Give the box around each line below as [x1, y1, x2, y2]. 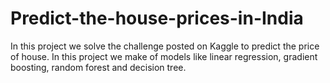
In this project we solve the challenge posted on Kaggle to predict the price [10, 40, 320, 52]
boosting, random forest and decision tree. [10, 61, 187, 73]
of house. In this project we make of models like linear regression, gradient [10, 50, 318, 62]
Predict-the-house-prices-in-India [10, 7, 304, 30]
